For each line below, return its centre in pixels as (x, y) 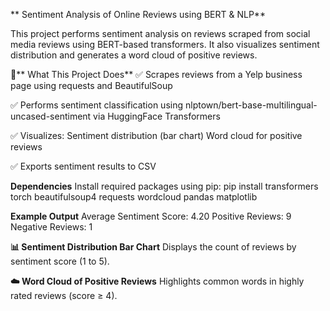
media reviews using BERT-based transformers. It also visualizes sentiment (165, 44)
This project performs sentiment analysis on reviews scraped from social (160, 33)
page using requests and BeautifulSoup (91, 85)
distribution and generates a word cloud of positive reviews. (134, 55)
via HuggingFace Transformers (157, 116)
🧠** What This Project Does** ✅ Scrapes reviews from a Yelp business (156, 74)
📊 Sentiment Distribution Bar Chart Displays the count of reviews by (153, 247)
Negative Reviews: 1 (51, 227)
